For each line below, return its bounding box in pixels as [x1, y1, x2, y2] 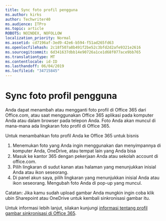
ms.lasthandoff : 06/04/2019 [5, 64, 65, 69]
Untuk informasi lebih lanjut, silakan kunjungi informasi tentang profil [5, 205, 148, 211]
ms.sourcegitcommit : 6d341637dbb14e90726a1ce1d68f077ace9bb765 [5, 49, 141, 54]
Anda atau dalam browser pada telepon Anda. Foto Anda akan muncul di [5, 117, 156, 124]
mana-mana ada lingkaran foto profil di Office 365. [5, 123, 110, 129]
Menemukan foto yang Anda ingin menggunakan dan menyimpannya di [12, 142, 161, 148]
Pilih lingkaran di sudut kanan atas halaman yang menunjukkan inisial [12, 163, 156, 170]
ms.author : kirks [5, 12, 42, 17]
